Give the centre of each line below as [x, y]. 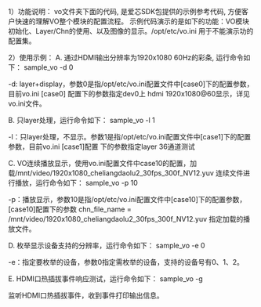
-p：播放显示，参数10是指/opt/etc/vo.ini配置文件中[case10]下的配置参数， [127, 199]
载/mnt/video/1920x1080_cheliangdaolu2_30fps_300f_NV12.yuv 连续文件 [126, 173]
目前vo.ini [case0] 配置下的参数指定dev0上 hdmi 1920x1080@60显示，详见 [129, 94]
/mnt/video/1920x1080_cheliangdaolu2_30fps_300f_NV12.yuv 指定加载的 [126, 219]
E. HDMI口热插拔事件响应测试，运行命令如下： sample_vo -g [106, 279]
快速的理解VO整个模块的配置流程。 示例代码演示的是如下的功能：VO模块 [132, 21]
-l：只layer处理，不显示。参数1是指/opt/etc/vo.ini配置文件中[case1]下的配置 [129, 137]
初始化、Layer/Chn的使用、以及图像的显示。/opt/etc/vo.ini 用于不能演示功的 [131, 31]
